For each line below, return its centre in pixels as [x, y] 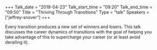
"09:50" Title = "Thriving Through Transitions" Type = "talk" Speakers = [77, 12]
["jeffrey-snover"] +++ [27, 17]
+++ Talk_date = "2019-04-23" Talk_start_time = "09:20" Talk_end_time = [79, 7]
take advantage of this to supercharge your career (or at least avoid [73, 37]
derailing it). [17, 42]
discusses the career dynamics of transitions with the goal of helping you [78, 32]
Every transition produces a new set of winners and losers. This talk [73, 27]
